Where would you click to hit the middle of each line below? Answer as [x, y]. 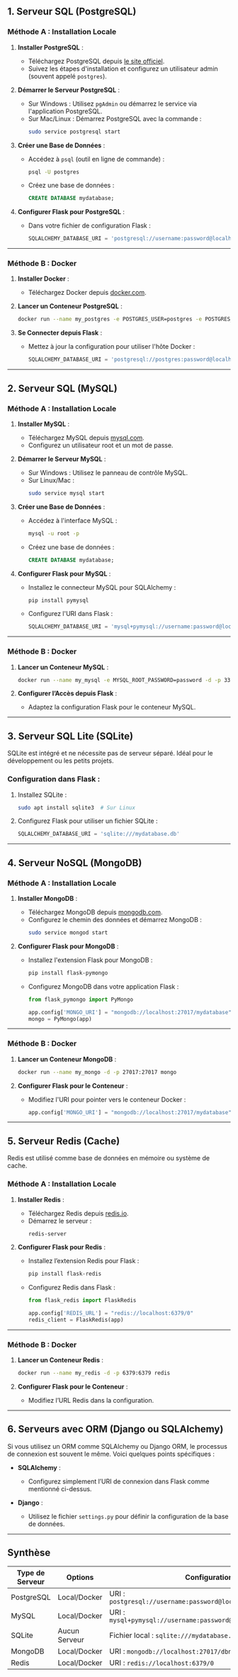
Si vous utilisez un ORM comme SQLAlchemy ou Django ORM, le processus [118, 1446]
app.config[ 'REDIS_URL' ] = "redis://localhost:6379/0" [110, 1313]
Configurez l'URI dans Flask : [70, 614]
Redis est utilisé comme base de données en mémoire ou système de [109, 1158]
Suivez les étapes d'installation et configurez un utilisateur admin [123, 68]
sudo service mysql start [66, 493]
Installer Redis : [41, 1199]
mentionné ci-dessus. [60, 1488]
